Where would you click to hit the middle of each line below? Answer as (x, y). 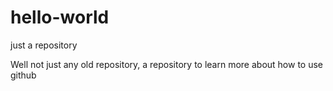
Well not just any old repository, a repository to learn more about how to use (166, 64)
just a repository (44, 45)
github (23, 75)
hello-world (60, 17)
